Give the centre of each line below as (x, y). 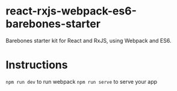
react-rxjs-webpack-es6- (71, 11)
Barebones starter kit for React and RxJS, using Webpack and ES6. (88, 40)
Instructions (37, 65)
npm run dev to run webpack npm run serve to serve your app (82, 81)
